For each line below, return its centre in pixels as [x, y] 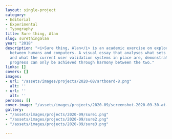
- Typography [19, 29]
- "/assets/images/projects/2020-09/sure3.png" [57, 124]
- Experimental [21, 24]
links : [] [16, 67]
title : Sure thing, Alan [32, 34]
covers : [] [17, 72]
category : [16, 15]
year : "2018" [19, 43]
